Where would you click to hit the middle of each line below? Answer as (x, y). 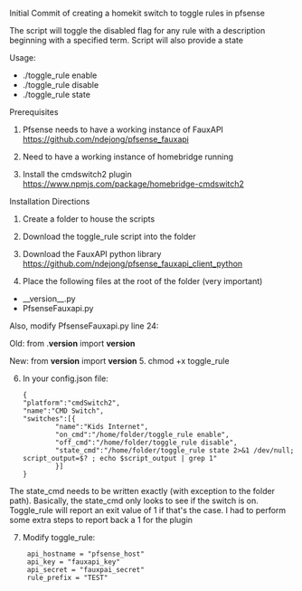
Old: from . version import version (72, 343)
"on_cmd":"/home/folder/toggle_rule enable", (142, 434)
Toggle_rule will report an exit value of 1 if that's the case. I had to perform (148, 510)
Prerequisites (34, 112)
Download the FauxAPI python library (92, 254)
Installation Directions (50, 201)
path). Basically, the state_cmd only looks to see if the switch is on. (134, 500)
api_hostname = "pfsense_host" (85, 554)
